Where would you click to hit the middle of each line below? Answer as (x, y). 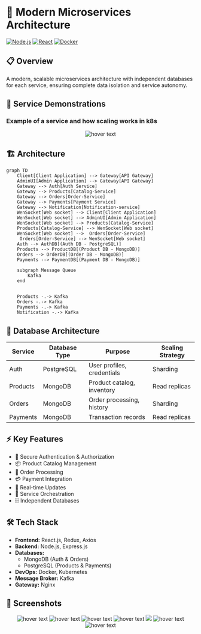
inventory (102, 390)
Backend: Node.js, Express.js (51, 546)
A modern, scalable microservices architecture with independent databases (100, 79)
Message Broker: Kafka (45, 578)
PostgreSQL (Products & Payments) (68, 565)
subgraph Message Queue (47, 270)
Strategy (172, 355)
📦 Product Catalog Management (56, 463)
